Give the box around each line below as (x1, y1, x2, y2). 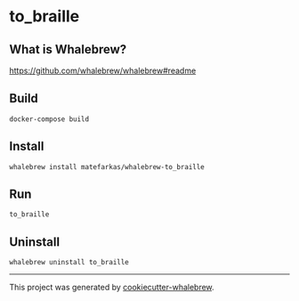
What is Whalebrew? (9, 42, 127, 57)
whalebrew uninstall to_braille (9, 258, 129, 267)
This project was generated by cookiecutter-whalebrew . (9, 282, 215, 293)
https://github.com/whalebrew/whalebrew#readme (9, 65, 197, 76)
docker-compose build (9, 114, 90, 124)
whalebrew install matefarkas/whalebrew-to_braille (9, 162, 205, 171)
